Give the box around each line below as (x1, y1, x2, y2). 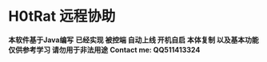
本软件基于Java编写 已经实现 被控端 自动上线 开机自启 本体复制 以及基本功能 (8, 35, 259, 45)
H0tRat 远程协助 (8, 7, 116, 25)
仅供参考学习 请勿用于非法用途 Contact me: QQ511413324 (8, 45, 201, 54)
